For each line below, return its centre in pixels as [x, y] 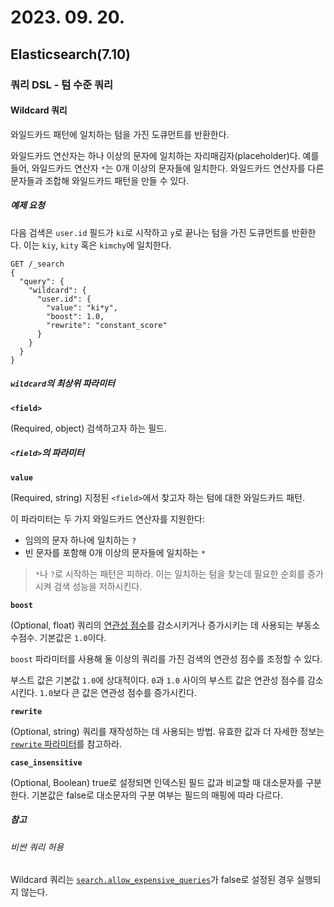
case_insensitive [46, 762]
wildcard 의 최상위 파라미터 [62, 383]
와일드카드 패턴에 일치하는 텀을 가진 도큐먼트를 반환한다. [120, 134]
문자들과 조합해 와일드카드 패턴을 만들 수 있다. [100, 180]
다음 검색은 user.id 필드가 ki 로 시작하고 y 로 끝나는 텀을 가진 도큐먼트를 [150, 232]
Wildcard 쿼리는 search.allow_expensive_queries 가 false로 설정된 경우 [152, 880]
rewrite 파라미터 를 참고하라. [66, 743]
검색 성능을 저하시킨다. [98, 586]
